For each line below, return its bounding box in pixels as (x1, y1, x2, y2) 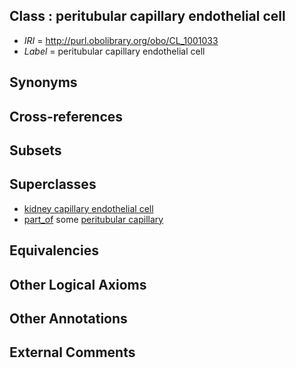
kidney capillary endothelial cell (23, 202, 154, 214)
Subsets (9, 142, 62, 159)
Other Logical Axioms (9, 276, 147, 293)
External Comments (9, 344, 136, 361)
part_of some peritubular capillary (23, 213, 164, 225)
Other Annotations (9, 310, 128, 327)
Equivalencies (9, 242, 99, 259)
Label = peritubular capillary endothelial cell (23, 45, 206, 57)
